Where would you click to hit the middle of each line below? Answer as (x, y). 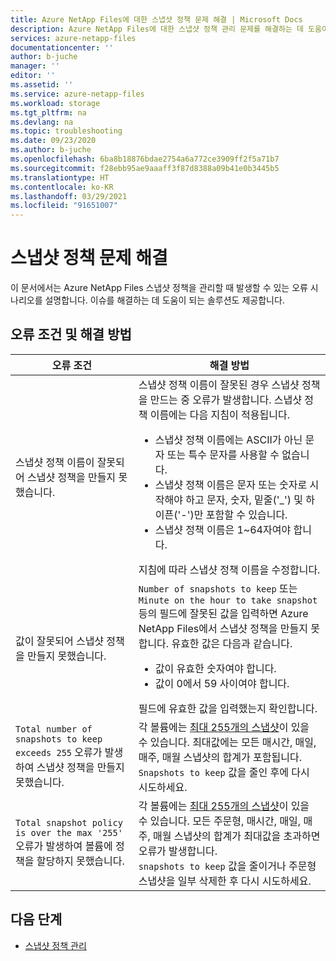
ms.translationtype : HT (60, 177)
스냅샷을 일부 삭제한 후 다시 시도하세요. (225, 881)
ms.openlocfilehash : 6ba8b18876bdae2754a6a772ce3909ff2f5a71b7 (145, 159)
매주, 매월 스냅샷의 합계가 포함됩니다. (220, 757)
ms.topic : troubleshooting (66, 131)
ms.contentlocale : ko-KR (62, 187)
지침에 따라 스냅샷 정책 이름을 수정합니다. (229, 569)
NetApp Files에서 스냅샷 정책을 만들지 (223, 628)
